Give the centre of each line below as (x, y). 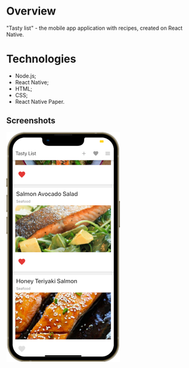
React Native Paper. (40, 101)
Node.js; (25, 76)
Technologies (41, 59)
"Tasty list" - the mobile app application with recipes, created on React (94, 28)
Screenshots (31, 121)
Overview (31, 11)
